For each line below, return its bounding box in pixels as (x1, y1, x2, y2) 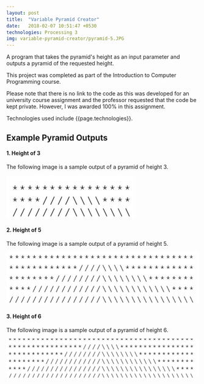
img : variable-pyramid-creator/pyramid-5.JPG (6, 35, 124, 42)
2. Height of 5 (6, 226, 42, 234)
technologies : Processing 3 (6, 29, 78, 35)
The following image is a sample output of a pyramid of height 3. (6, 163, 169, 171)
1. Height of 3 (6, 150, 41, 157)
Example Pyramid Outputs (6, 132, 108, 143)
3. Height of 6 (6, 312, 42, 320)
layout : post (6, 10, 40, 16)
